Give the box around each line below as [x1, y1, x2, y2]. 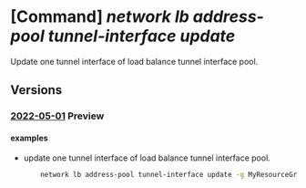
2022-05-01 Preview [10, 110, 105, 122]
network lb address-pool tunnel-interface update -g [40, 171, 245, 180]
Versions [10, 82, 63, 98]
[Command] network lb [10, 6, 189, 27]
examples [10, 132, 48, 143]
